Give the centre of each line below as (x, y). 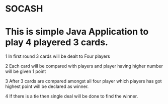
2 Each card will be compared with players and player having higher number (84, 66)
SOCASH (24, 9)
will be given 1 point (26, 71)
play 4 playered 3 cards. (57, 42)
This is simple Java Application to (77, 32)
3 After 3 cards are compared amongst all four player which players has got (83, 81)
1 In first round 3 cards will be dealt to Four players (58, 56)
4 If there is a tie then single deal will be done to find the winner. (72, 96)
